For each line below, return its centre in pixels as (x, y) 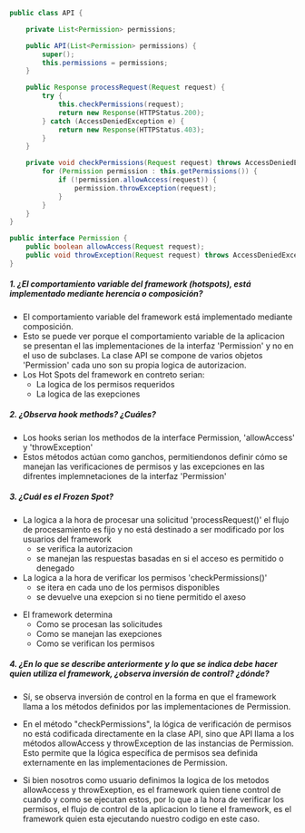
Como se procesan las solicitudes (99, 624)
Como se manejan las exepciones (99, 633)
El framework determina (68, 614)
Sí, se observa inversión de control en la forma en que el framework (149, 696)
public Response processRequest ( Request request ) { (125, 88)
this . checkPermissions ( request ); (121, 104)
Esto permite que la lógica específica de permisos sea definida (140, 752)
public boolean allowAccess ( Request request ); (115, 247)
